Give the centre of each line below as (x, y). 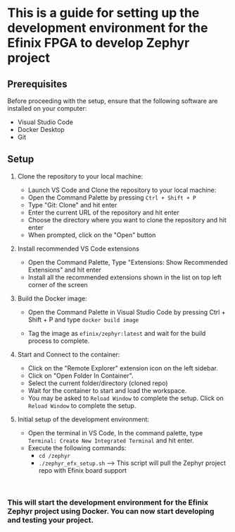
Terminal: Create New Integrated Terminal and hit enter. (111, 440)
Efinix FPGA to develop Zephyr (99, 43)
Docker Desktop (41, 129)
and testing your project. (50, 520)
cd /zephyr (54, 456)
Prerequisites (37, 84)
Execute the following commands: (77, 448)
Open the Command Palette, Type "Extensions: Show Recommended (128, 262)
